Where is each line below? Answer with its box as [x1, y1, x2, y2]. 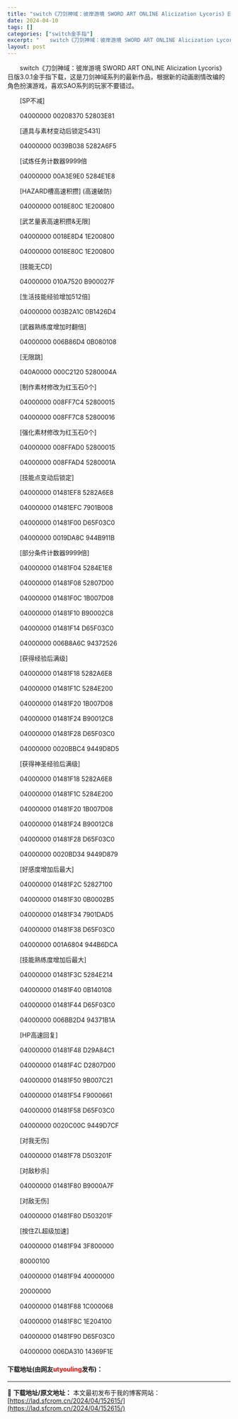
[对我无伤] [19, 1136, 50, 1145]
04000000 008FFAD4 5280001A [19, 458, 116, 467]
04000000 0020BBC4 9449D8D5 [19, 745, 119, 752]
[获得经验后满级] [19, 654, 69, 662]
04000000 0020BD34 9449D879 [19, 850, 118, 858]
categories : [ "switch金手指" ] [7, 30, 93, 38]
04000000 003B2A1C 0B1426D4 [19, 308, 116, 316]
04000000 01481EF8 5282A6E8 [19, 489, 114, 496]
